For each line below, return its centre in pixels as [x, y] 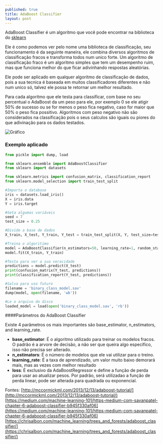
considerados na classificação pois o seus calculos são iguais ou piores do [80, 118]
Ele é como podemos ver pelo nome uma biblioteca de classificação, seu [78, 47]
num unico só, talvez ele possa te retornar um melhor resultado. [69, 88]
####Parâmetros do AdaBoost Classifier [45, 315]
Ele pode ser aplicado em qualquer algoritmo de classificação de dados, [77, 77]
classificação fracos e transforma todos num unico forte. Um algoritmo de [79, 57]
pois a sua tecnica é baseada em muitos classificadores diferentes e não [78, 82]
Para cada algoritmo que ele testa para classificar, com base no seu [73, 97]
